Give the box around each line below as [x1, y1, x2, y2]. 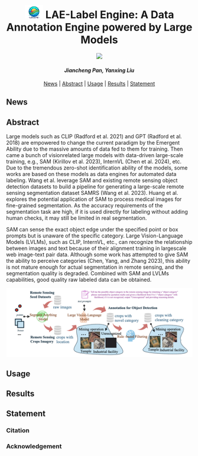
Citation [6, 426, 30, 435]
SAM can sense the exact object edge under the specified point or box [6, 226, 178, 233]
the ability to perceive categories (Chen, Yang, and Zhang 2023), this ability [6, 258, 191, 265]
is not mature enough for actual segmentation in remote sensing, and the [6, 263, 184, 271]
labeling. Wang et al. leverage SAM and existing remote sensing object [6, 177, 178, 184]
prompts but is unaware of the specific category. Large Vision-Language [6, 232, 183, 239]
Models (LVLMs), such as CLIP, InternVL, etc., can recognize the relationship [6, 239, 193, 246]
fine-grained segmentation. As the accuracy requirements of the [6, 202, 163, 209]
